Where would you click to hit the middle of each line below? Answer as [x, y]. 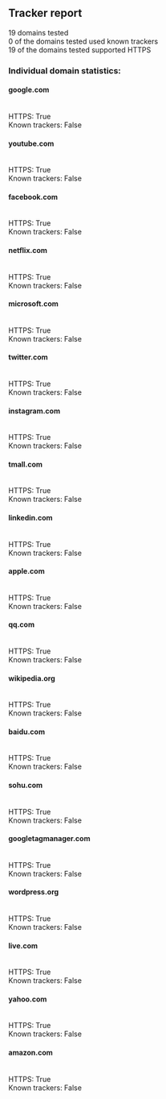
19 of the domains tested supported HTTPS [80, 50]
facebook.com [33, 197]
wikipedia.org [32, 678]
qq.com [21, 624]
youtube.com [31, 143]
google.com [29, 90]
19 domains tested [38, 32]
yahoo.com [28, 999]
